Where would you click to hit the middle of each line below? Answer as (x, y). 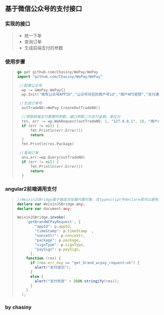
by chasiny (18, 307)
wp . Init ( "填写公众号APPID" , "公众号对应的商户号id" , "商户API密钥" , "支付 (89, 94)
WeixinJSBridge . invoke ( (41, 217)
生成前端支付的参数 (44, 47)
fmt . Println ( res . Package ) (48, 144)
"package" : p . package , (58, 240)
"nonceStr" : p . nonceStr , (60, 236)
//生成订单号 (31, 103)
